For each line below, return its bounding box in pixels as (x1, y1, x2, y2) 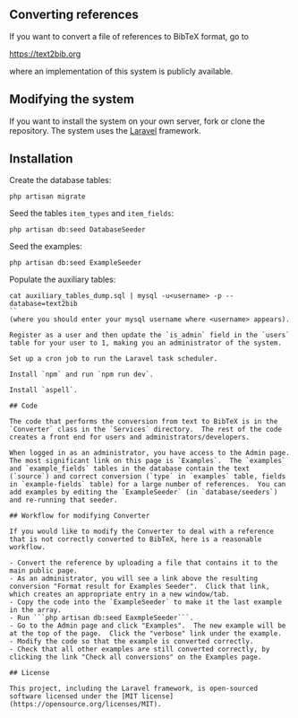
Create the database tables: (9, 175, 112, 186)
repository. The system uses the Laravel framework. (9, 125, 201, 136)
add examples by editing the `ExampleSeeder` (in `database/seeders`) (9, 488, 278, 497)
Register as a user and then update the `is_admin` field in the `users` (9, 331, 291, 340)
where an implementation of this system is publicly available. (9, 66, 234, 76)
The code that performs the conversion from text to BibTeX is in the (9, 417, 278, 426)
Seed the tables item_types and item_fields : (9, 208, 175, 219)
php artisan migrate (9, 192, 87, 201)
